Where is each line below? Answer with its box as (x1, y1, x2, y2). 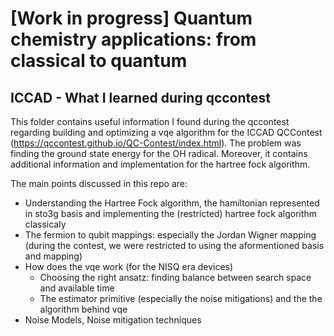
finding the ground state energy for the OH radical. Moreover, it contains (10, 148, 308, 159)
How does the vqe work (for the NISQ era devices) (24, 261, 234, 272)
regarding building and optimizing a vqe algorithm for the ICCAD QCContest (10, 127, 323, 138)
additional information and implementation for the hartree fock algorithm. (10, 158, 311, 170)
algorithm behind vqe (39, 303, 128, 315)
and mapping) (24, 250, 83, 262)
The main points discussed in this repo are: (10, 178, 188, 189)
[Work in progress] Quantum (10, 7, 253, 30)
